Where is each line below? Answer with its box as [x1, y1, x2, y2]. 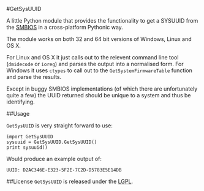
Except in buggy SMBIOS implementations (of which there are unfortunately [6, 85, 198, 92]
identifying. [6, 98, 35, 105]
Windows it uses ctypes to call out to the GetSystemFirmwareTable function [6, 67, 193, 74]
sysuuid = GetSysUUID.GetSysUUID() [6, 139, 97, 145]
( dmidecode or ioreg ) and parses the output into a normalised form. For [6, 61, 184, 67]
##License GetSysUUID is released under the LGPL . [6, 178, 134, 185]
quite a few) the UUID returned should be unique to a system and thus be [6, 92, 191, 99]
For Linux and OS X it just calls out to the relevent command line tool [6, 54, 179, 61]
